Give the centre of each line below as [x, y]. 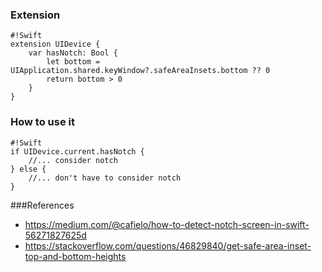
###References [42, 205]
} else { [28, 169]
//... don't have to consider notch [105, 178]
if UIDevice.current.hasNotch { [77, 151]
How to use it [42, 122]
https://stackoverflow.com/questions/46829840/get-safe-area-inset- [168, 245]
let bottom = [73, 62]
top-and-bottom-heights [75, 256]
